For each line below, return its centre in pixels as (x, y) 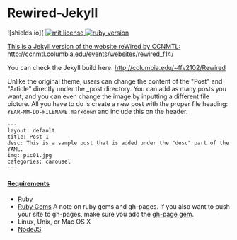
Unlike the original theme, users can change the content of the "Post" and (115, 81)
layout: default (31, 130)
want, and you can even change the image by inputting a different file (109, 96)
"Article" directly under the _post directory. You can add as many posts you (117, 88)
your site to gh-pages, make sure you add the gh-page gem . (106, 215)
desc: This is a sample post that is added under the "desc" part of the (118, 143)
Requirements (29, 183)
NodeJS (29, 229)
